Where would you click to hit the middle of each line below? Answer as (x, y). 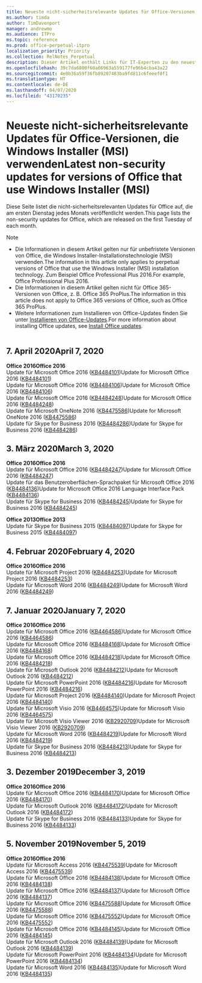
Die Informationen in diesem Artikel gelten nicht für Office (86, 287)
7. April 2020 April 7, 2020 (55, 351)
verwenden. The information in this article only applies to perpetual (97, 262)
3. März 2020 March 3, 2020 (60, 449)
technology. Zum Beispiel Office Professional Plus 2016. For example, (100, 274)
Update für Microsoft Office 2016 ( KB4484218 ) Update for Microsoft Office (98, 657)
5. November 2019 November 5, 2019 (76, 844)
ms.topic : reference (32, 40)
